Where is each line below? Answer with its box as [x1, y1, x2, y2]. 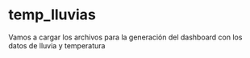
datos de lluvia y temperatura [8, 40, 106, 50]
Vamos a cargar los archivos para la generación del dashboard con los [8, 32, 243, 42]
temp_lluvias [8, 6, 97, 24]
